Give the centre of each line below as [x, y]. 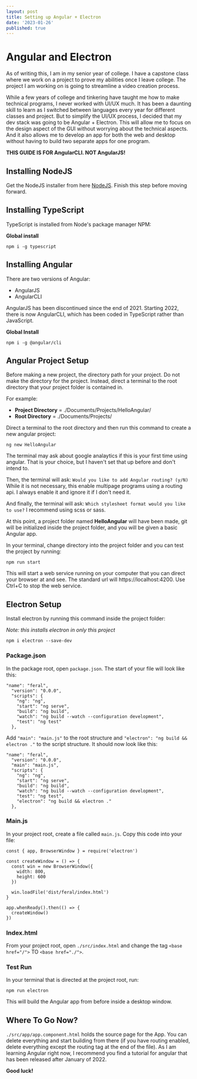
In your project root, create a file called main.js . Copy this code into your [94, 834]
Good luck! [20, 1071]
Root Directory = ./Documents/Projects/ [63, 417]
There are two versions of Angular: [48, 279]
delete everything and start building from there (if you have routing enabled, [98, 1041]
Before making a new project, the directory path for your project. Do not [93, 375]
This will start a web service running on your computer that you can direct [96, 573]
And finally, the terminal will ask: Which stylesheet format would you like [96, 504]
